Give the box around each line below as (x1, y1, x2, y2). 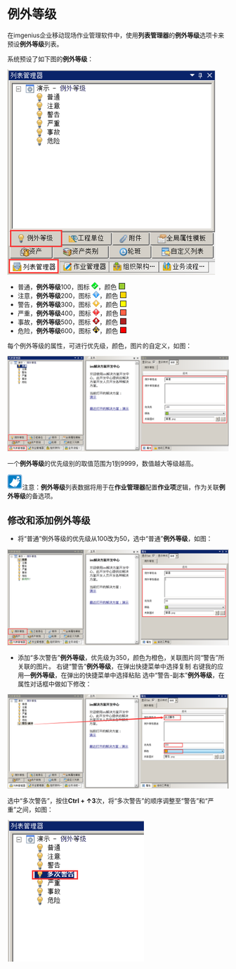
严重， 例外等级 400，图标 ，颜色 (17, 308, 119, 317)
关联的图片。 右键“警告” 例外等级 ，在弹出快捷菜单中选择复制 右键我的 (17, 662, 218, 670)
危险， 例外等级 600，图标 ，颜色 (17, 326, 119, 334)
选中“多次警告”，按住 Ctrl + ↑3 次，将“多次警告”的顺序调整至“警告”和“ (7, 797, 209, 805)
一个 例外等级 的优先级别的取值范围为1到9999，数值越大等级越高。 (7, 460, 198, 468)
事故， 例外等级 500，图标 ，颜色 (17, 318, 118, 326)
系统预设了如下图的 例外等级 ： (7, 54, 93, 63)
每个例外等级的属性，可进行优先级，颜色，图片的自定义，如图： (7, 342, 192, 350)
